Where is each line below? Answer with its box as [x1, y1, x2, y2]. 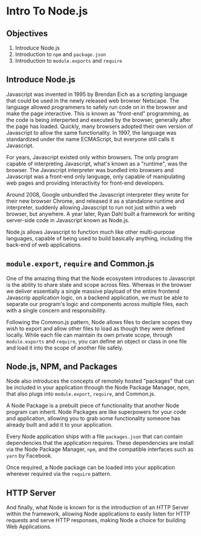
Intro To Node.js [6, 4, 88, 18]
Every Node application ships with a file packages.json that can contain [6, 433, 183, 440]
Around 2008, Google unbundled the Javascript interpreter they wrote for [6, 191, 189, 198]
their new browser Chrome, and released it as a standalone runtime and [6, 197, 185, 205]
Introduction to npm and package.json [14, 51, 107, 58]
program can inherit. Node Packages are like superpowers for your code [6, 409, 187, 416]
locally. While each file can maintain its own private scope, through [6, 331, 173, 339]
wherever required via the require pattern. [6, 470, 112, 477]
